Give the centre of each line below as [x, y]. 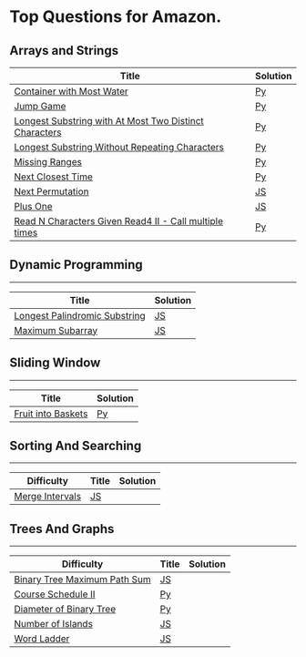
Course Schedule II [55, 594]
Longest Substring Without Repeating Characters [119, 147]
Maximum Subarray [56, 330]
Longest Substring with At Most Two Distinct [109, 121]
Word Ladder [42, 639]
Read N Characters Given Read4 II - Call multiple [118, 221]
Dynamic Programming [76, 265]
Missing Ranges [48, 162]
